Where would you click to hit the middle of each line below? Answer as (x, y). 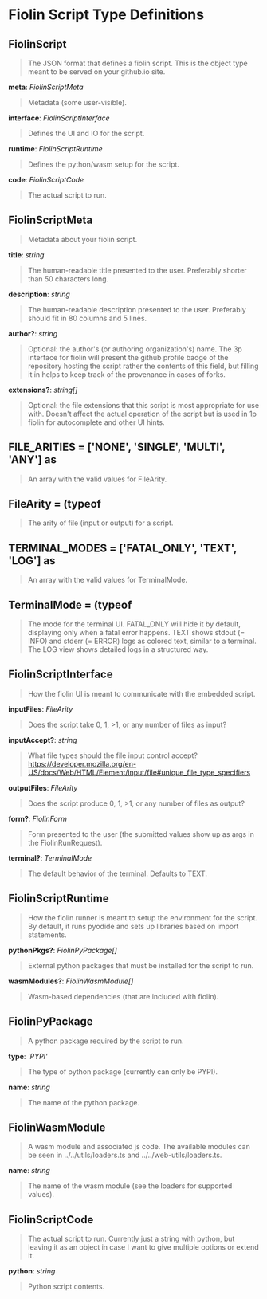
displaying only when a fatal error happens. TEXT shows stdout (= (136, 633)
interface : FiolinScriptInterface (59, 118)
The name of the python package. (83, 1102)
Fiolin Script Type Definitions (106, 15)
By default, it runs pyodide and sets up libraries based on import (133, 926)
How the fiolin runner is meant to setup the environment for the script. (142, 917)
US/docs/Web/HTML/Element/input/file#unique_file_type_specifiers (139, 772)
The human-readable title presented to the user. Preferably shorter (137, 270)
